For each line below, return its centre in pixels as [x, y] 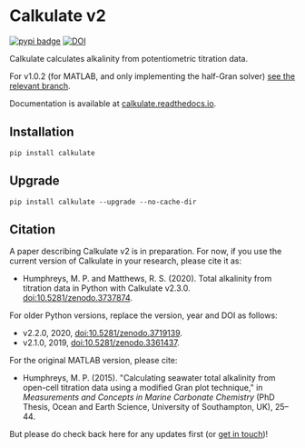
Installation [42, 132]
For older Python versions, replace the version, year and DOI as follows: [144, 315]
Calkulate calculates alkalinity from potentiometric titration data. [128, 58]
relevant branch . [40, 85]
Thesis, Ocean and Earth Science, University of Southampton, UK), [148, 407]
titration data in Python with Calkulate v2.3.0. [106, 288]
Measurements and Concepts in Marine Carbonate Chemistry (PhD [148, 397]
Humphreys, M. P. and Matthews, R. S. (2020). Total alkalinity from [147, 279]
